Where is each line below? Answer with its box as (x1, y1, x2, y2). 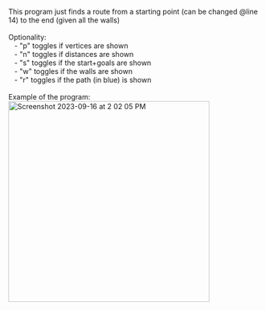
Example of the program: (8, 92, 91, 101)
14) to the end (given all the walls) (8, 15, 121, 25)
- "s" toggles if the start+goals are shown (14, 58, 152, 67)
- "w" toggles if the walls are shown (14, 67, 133, 75)
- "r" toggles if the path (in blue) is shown (14, 75, 152, 84)
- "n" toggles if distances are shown (14, 50, 134, 59)
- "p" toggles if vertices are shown (14, 41, 129, 51)
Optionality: (8, 32, 47, 42)
